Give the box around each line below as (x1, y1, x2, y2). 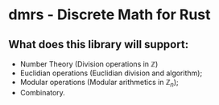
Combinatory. (19, 87, 66, 97)
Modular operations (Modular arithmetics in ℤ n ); (19, 78, 179, 89)
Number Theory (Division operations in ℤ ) (19, 59, 159, 69)
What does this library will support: (8, 38, 189, 51)
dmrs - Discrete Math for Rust (8, 6, 211, 24)
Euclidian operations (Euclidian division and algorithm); (19, 68, 203, 78)
